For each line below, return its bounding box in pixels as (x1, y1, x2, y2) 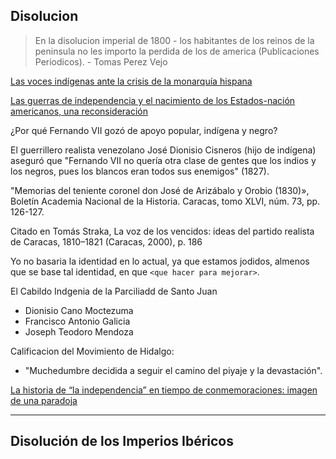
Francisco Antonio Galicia (24, 315, 131, 327)
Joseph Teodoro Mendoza (24, 325, 134, 338)
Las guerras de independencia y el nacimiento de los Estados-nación (10, 94, 296, 106)
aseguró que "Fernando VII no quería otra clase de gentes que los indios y (10, 154, 317, 166)
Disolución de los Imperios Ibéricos (10, 433, 234, 450)
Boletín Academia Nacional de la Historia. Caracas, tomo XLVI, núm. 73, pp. (10, 195, 321, 207)
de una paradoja (10, 394, 78, 406)
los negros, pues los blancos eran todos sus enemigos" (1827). (10, 165, 270, 177)
